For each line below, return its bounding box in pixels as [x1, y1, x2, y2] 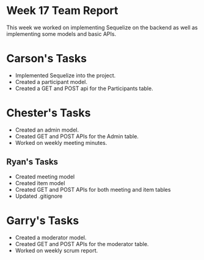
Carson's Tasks [6, 52, 87, 66]
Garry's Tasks [6, 214, 79, 227]
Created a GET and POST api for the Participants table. [15, 85, 154, 92]
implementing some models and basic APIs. [6, 30, 117, 37]
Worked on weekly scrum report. [15, 247, 98, 254]
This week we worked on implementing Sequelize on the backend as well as [6, 24, 198, 31]
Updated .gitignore [15, 192, 63, 200]
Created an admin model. [15, 126, 79, 133]
